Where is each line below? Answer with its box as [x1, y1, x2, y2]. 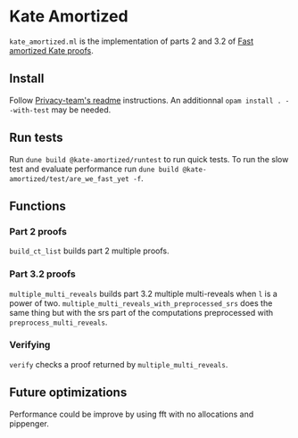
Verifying [9, 339, 51, 351]
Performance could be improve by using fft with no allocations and [9, 409, 254, 419]
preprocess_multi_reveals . [9, 317, 108, 327]
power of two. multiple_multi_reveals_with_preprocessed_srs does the [9, 297, 273, 309]
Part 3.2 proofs [9, 268, 76, 280]
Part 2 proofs [9, 225, 67, 237]
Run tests [9, 130, 63, 145]
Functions [9, 198, 67, 213]
